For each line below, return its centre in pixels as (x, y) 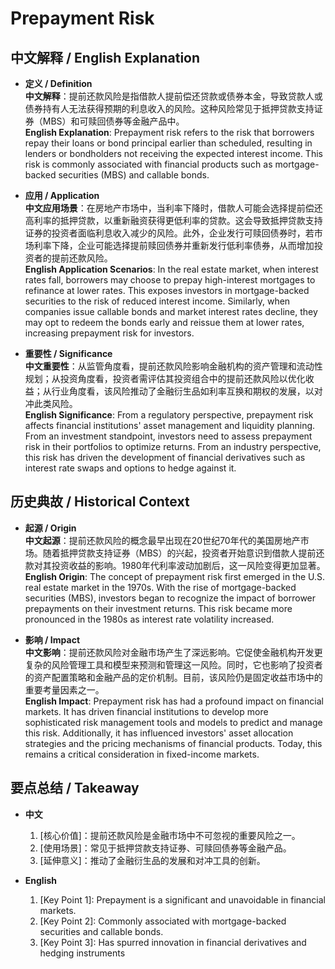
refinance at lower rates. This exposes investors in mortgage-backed (167, 290)
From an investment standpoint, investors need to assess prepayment (168, 436)
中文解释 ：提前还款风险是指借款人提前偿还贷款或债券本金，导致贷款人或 (173, 96)
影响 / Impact (52, 639)
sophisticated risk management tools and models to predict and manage (173, 722)
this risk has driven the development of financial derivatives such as (165, 457)
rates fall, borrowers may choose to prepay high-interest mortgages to (170, 280)
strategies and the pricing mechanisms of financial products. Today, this (173, 743)
